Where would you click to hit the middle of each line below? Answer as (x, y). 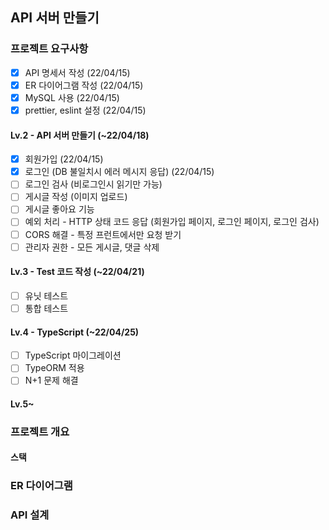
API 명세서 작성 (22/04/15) (77, 72)
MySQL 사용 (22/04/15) (72, 97)
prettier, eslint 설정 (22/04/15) (85, 110)
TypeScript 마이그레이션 (73, 355)
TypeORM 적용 (54, 368)
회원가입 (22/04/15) (64, 159)
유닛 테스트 (46, 295)
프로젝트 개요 (40, 431)
